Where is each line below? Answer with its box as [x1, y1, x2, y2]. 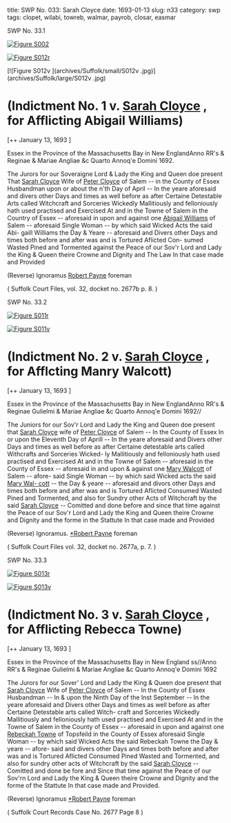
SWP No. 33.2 [7, 298, 48, 306]
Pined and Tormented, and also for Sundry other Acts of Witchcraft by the [7, 494, 217, 502]
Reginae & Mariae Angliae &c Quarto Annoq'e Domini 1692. [7, 156, 174, 164]
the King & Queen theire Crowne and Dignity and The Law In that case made [7, 250, 224, 258]
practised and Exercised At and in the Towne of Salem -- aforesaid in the [7, 457, 214, 465]
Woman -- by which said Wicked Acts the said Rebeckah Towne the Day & [7, 737, 219, 745]
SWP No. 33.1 [7, 27, 46, 35]
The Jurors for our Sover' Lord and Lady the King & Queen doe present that [7, 678, 222, 686]
